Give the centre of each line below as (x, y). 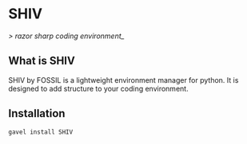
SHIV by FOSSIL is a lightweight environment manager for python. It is (124, 80)
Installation (37, 113)
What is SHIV (42, 61)
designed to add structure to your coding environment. (99, 88)
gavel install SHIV (41, 132)
